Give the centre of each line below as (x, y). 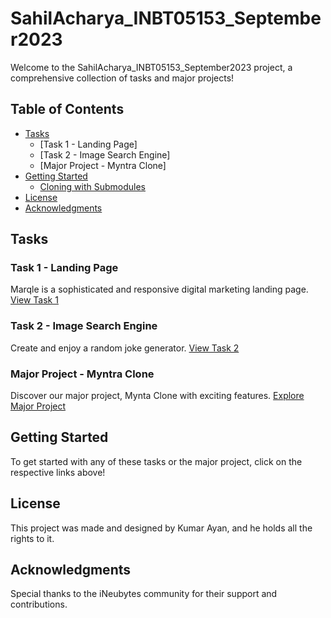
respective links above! (58, 472)
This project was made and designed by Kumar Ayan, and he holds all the (161, 528)
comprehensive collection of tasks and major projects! (122, 78)
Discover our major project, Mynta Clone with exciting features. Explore (157, 396)
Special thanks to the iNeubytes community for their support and (144, 594)
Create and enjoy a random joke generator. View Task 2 (125, 348)
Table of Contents (67, 109)
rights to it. (32, 538)
